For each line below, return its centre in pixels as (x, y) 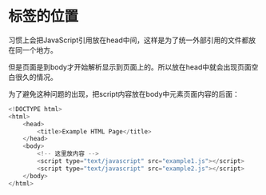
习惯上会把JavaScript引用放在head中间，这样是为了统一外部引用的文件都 (129, 40)
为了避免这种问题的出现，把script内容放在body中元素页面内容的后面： (124, 94)
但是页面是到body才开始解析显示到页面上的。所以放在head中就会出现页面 (130, 67)
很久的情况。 (36, 77)
